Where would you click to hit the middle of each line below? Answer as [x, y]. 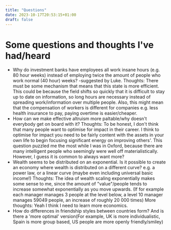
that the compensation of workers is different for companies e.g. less [85, 108]
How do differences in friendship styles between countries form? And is [88, 211]
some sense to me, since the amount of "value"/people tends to [80, 184]
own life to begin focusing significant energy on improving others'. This [87, 141]
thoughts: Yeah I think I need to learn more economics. [70, 205]
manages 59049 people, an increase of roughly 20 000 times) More [84, 200]
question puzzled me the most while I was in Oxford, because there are [88, 146]
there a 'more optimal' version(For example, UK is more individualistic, [86, 216]
